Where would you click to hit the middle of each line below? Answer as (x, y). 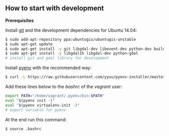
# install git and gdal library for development (57, 58)
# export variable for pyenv (36, 110)
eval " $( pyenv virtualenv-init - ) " (43, 105)
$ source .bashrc (23, 129)
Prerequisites (20, 20)
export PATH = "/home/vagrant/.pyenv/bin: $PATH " (55, 96)
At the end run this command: (36, 119)
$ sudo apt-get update (29, 44)
